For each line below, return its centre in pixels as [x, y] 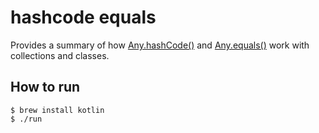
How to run [45, 87]
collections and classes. [60, 55]
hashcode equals [83, 17]
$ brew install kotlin [57, 110]
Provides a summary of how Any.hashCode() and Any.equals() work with [160, 45]
